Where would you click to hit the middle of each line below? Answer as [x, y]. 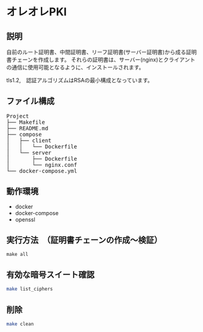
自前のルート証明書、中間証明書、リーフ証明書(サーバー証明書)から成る [96, 52]
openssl [25, 219]
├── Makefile [26, 122]
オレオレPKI [37, 12]
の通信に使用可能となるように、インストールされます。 [75, 67]
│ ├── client [29, 140]
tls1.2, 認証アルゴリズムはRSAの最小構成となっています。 [80, 80]
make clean [20, 324]
